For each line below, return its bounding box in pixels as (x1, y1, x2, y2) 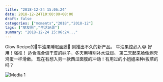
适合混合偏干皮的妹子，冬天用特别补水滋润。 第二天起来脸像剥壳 (27, 50, 158, 56)
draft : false (5, 16, 32, 21)
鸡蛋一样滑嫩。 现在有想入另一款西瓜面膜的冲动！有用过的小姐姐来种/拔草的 (5, 56, 159, 61)
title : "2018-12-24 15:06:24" (5, 7, 67, 12)
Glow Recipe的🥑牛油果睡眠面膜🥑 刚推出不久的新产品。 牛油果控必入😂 (5, 44, 147, 49)
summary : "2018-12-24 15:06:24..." (5, 30, 78, 35)
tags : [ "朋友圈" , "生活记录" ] (5, 25, 60, 30)
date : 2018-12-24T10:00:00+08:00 (5, 12, 74, 17)
